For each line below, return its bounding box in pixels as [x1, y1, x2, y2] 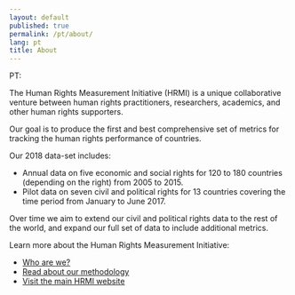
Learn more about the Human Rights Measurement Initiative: [9, 240, 230, 251]
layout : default [9, 12, 69, 22]
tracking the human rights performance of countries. [9, 133, 202, 144]
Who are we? [21, 257, 71, 267]
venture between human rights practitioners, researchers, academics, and [9, 97, 281, 108]
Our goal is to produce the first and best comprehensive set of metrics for [9, 124, 280, 134]
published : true [9, 21, 69, 30]
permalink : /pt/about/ [9, 29, 93, 38]
